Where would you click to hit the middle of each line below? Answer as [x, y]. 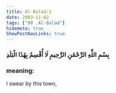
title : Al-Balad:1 [29, 12]
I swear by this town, [32, 83]
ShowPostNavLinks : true [36, 34]
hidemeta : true [25, 28]
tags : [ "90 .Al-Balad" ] [36, 23]
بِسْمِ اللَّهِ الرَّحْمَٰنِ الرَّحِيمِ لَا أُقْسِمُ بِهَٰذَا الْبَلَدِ [58, 55]
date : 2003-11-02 [28, 17]
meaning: [20, 70]
